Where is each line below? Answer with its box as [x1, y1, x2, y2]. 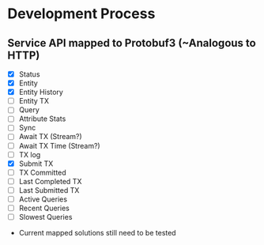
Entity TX [18, 96, 49, 106]
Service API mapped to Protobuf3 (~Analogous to [7, 36, 256, 50]
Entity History [18, 88, 64, 97]
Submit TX [18, 159, 54, 168]
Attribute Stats [18, 114, 66, 123]
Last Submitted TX [18, 185, 80, 194]
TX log [18, 149, 41, 159]
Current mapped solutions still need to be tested [18, 228, 176, 238]
